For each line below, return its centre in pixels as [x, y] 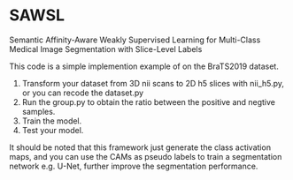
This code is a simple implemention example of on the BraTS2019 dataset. [144, 66]
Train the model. [52, 121]
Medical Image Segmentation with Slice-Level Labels [106, 49]
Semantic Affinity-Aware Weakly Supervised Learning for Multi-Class [135, 40]
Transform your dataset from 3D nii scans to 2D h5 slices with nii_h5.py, [153, 83]
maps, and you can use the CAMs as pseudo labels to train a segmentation [146, 156]
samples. [39, 111]
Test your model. [53, 130]
